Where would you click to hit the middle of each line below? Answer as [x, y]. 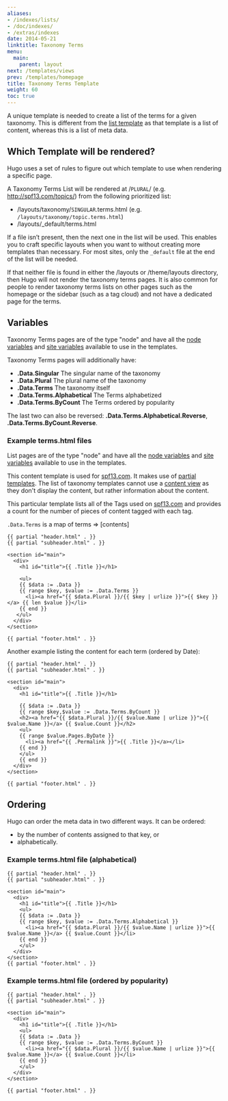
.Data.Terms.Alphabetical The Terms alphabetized [89, 395]
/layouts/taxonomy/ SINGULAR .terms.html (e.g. [79, 209]
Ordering [27, 805]
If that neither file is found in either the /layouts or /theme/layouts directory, [113, 272]
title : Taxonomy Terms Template [53, 84]
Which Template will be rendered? [81, 152]
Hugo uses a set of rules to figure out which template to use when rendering [114, 168]
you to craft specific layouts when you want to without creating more [104, 244]
